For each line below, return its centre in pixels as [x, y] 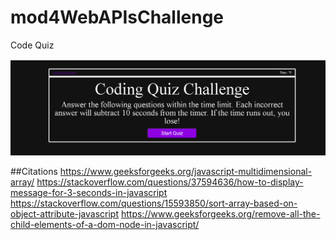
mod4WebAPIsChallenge [117, 17]
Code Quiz [32, 45]
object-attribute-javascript [65, 213]
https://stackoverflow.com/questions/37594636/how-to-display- [170, 182]
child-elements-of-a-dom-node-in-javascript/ [105, 224]
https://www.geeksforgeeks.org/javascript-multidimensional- [186, 171]
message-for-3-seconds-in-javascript [89, 192]
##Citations [34, 171]
